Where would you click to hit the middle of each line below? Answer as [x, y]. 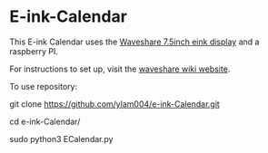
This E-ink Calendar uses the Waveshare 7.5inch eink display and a [134, 42]
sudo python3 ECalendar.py [61, 139]
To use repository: [44, 86]
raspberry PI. [34, 51]
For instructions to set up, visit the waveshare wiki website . [120, 69]
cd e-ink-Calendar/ [45, 121]
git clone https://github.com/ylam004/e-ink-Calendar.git [114, 104]
